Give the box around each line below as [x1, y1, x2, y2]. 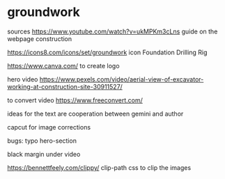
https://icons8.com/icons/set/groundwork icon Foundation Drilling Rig [7, 48, 208, 56]
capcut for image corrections [7, 123, 91, 131]
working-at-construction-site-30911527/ [7, 82, 123, 91]
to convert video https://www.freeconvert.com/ [7, 95, 143, 104]
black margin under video [7, 150, 81, 158]
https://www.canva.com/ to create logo [7, 61, 120, 70]
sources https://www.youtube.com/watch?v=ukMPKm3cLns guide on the [7, 27, 218, 36]
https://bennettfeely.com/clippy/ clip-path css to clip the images [7, 163, 192, 171]
